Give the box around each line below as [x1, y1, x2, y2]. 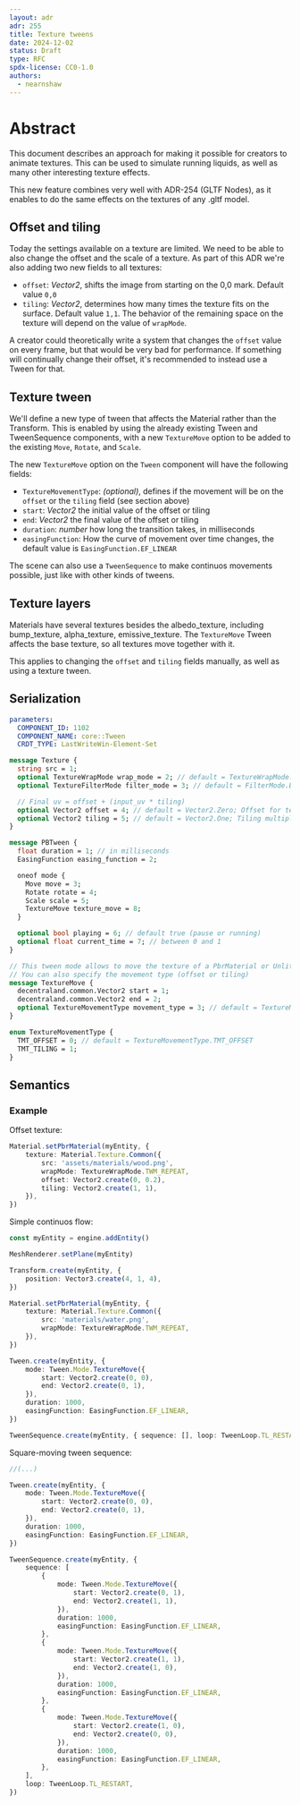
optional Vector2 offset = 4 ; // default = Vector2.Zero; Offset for [17, 805, 281, 814]
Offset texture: [9, 1125, 62, 1136]
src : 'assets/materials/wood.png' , [41, 1158, 174, 1168]
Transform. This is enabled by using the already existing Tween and [9, 422, 259, 434]
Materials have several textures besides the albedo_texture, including [9, 619, 264, 630]
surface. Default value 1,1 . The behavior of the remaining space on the [21, 308, 284, 319]
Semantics [9, 1077, 71, 1093]
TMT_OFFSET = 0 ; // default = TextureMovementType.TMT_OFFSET [17, 1035, 254, 1045]
